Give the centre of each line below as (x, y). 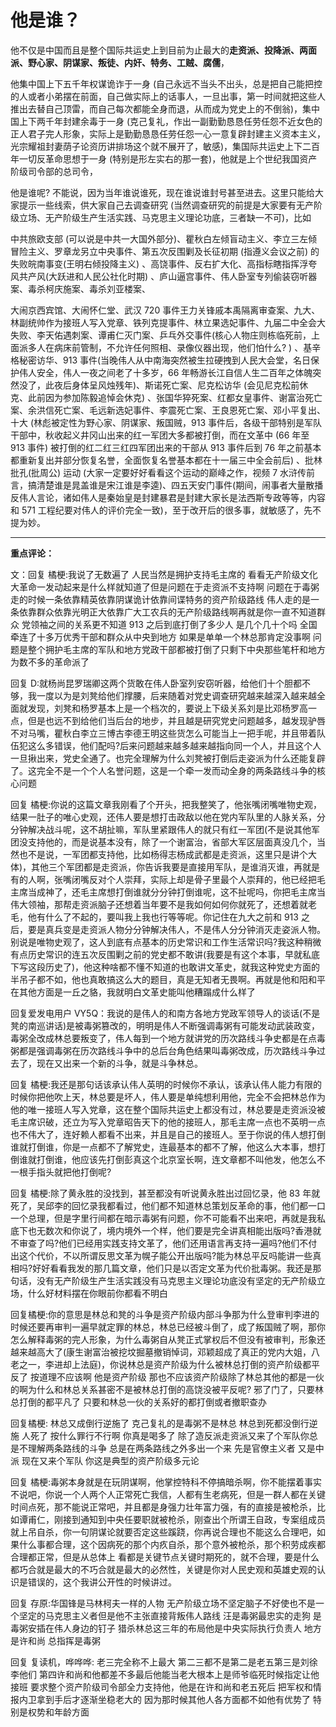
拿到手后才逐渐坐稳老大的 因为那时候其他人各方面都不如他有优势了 (173, 1699)
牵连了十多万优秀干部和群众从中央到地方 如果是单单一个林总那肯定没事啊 (160, 637)
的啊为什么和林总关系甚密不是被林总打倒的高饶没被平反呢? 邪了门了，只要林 (167, 1389)
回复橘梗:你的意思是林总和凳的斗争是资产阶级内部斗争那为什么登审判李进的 (165, 1314)
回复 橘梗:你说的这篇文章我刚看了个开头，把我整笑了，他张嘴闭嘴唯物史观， (166, 804)
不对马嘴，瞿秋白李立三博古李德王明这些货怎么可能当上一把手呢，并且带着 (163, 733)
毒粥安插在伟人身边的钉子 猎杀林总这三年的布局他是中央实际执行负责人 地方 (166, 1628)
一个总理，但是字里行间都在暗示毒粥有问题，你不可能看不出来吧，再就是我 (163, 1218)
